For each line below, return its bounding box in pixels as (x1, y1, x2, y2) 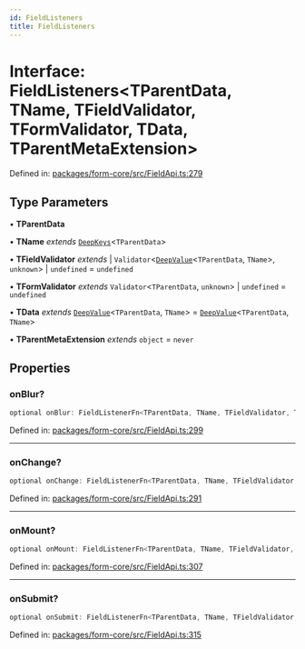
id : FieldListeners (9, 13, 84, 23)
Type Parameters (9, 195, 109, 210)
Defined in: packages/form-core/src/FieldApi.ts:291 (9, 493, 202, 504)
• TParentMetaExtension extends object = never (9, 334, 194, 345)
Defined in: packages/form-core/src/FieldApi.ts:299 (9, 424, 204, 435)
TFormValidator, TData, (9, 119, 189, 139)
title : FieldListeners (9, 22, 95, 31)
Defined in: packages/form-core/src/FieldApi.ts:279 (9, 168, 203, 179)
